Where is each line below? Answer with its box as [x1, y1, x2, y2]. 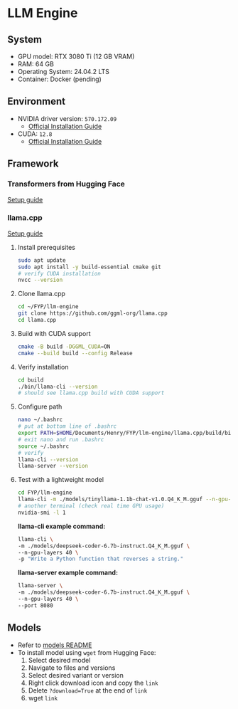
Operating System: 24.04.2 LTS [17, 68, 110, 75]
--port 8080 [17, 602, 53, 609]
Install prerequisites [17, 243, 76, 251]
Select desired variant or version [28, 671, 124, 679]
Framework [7, 158, 59, 170]
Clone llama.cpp [17, 290, 66, 298]
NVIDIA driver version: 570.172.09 [17, 114, 117, 122]
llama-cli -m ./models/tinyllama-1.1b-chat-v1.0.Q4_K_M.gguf [17, 496, 203, 503]
